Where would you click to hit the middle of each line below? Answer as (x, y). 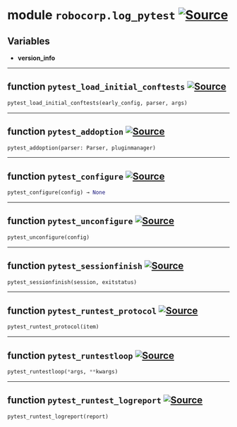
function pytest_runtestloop (70, 355)
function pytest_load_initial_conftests (96, 87)
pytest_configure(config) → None (56, 193)
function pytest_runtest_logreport (85, 401)
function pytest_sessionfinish (75, 266)
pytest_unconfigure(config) (49, 237)
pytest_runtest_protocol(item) (53, 327)
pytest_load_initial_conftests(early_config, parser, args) (98, 103)
